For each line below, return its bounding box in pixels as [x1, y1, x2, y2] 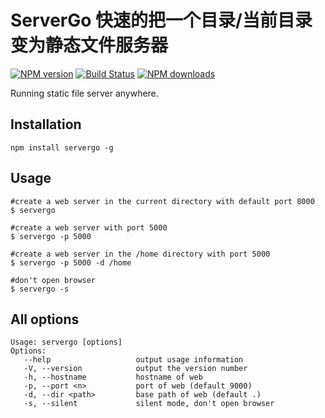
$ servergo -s [10, 284, 70, 294]
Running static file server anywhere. [10, 87, 159, 99]
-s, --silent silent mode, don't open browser [23, 399, 275, 409]
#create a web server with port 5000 [10, 222, 168, 233]
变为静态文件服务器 [10, 34, 169, 57]
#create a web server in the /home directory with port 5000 [10, 249, 271, 259]
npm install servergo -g [10, 142, 114, 153]
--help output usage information [23, 355, 244, 365]
